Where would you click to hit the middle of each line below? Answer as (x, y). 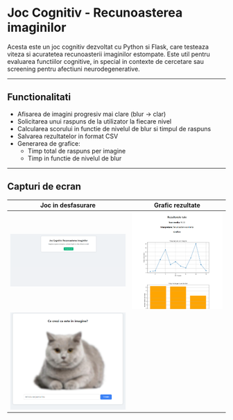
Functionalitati (39, 98)
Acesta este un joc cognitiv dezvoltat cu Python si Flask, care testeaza (108, 47)
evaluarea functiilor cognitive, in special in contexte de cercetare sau (106, 61)
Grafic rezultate (177, 205)
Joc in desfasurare (68, 205)
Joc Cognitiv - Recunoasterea (95, 13)
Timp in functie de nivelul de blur (75, 158)
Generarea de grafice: (49, 143)
